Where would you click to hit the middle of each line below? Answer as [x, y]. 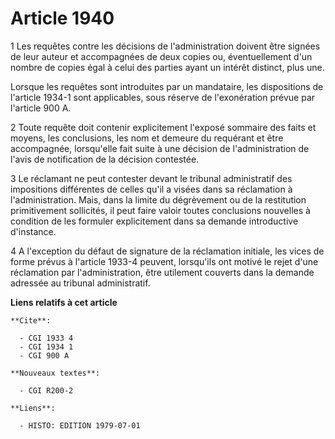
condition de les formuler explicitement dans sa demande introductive [154, 221]
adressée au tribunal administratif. [80, 283]
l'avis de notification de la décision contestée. [105, 159]
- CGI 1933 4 [46, 338]
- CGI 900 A [44, 355]
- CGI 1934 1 [46, 347]
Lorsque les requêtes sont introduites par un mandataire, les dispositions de [167, 86]
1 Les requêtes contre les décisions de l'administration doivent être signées [165, 46]
